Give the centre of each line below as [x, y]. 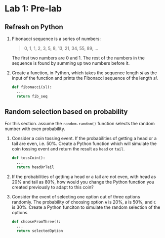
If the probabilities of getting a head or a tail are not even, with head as [84, 177]
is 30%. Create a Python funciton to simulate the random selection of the [86, 207]
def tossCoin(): [28, 158]
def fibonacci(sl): [32, 87]
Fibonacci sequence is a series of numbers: [56, 39]
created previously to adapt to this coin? [53, 187]
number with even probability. [35, 129]
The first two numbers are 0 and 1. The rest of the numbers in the [78, 58]
